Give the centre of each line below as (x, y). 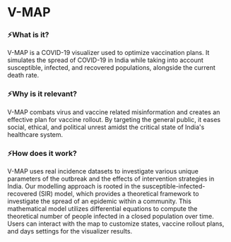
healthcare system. (35, 134)
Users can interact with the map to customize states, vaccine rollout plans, (116, 224)
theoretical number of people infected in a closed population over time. (111, 217)
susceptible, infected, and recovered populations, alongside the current (111, 68)
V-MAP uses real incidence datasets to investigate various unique (103, 171)
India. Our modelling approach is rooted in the (74, 186)
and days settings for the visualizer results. (70, 231)
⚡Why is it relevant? (42, 94)
